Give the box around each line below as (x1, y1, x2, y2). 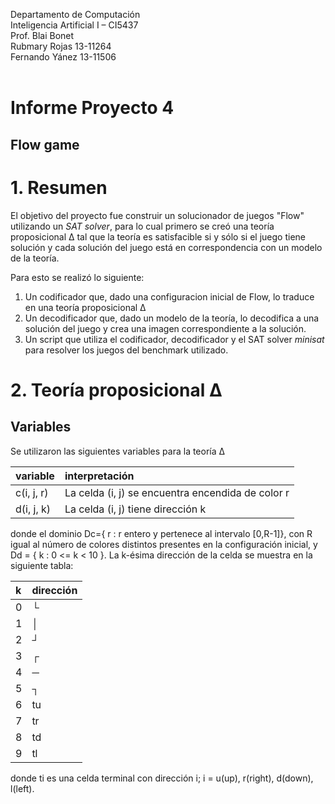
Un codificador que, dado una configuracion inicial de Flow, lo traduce (24, 290, 315, 303)
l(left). (10, 782, 35, 794)
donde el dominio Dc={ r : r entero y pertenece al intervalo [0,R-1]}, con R (10, 527, 313, 539)
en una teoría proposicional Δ (24, 301, 147, 313)
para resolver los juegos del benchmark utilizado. (24, 344, 229, 356)
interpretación (64, 469, 135, 483)
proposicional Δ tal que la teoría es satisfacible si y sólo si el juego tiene (10, 230, 306, 243)
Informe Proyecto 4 (10, 97, 175, 119)
